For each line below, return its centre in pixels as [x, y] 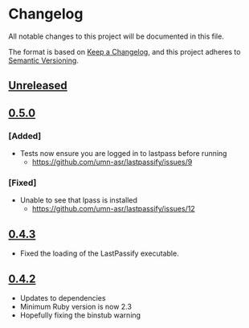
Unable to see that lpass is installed [79, 200]
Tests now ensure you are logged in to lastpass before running [123, 154]
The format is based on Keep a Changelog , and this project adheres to [124, 51]
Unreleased [38, 86]
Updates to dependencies [63, 297]
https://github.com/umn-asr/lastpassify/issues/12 [113, 209]
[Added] [25, 136]
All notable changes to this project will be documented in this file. [116, 36]
